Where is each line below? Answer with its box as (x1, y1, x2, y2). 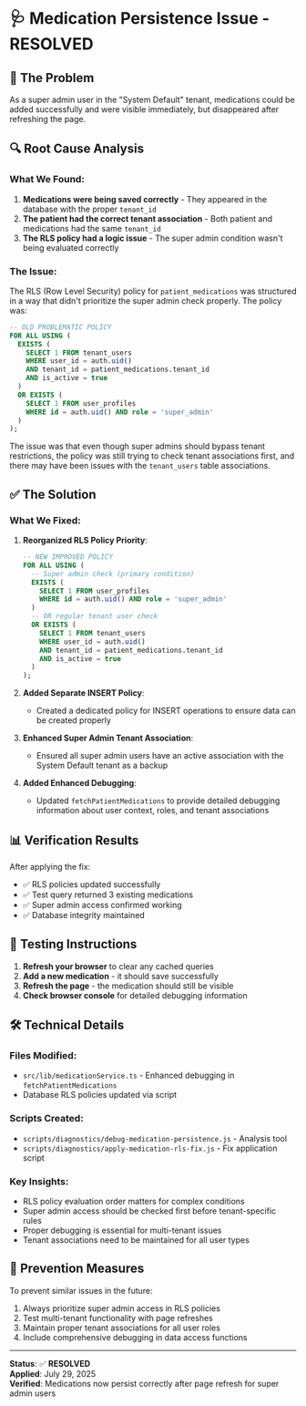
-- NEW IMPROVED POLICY (22, 553, 114, 562)
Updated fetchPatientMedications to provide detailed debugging (36, 795, 280, 806)
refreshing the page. (9, 114, 87, 124)
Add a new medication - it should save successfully (22, 970, 219, 981)
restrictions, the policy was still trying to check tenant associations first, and (9, 450, 295, 461)
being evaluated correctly (22, 242, 119, 253)
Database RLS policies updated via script (22, 1090, 178, 1101)
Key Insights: (9, 1174, 69, 1187)
